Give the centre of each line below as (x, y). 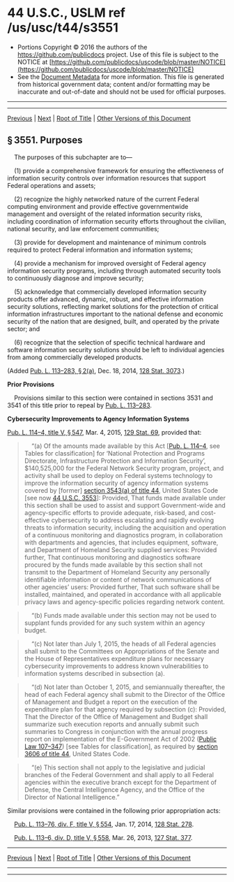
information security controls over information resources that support (107, 178)
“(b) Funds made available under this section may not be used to (124, 615)
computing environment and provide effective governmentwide (98, 206)
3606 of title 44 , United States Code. (77, 753)
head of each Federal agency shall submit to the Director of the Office (124, 694)
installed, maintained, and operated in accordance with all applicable (123, 594)
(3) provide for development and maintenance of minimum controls (110, 242)
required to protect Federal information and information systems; (100, 250)
